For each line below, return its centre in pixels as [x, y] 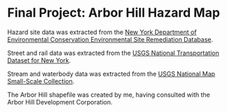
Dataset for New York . [39, 60]
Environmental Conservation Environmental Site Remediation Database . [110, 39]
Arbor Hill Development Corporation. [60, 102]
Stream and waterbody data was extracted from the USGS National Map [111, 74]
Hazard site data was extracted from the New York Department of [102, 32]
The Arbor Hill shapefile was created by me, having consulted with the [109, 95]
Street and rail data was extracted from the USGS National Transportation [113, 53]
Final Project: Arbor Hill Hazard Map [114, 13]
